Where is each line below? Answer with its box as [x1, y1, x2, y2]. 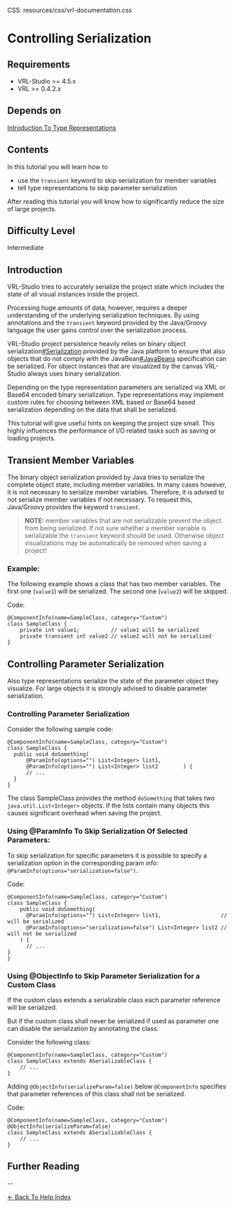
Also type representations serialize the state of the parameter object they [7, 677, 219, 685]
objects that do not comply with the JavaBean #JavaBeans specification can [7, 355, 227, 363]
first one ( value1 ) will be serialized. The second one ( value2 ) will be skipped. [7, 587, 229, 596]
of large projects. [7, 204, 57, 213]
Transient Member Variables [7, 454, 135, 466]
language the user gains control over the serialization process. [7, 326, 188, 334]
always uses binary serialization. [27, 369, 121, 378]
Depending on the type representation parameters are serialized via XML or [7, 383, 226, 392]
